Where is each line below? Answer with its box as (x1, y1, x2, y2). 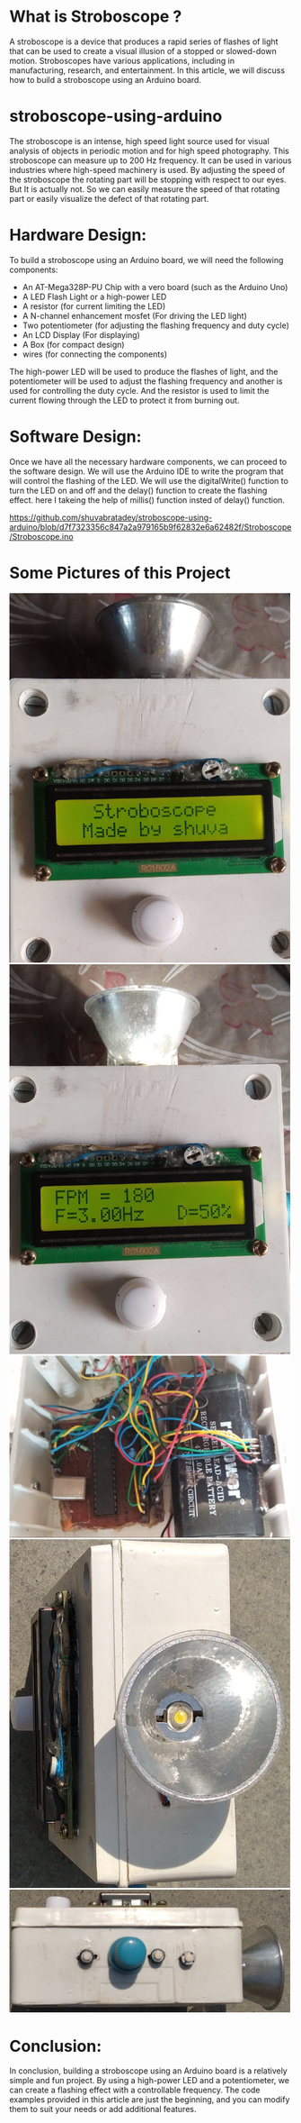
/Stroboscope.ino (9, 531, 74, 542)
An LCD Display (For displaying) (22, 329, 141, 340)
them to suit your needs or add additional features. (9, 2104, 197, 2115)
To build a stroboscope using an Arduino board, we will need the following (9, 254, 284, 265)
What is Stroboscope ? (9, 6, 182, 27)
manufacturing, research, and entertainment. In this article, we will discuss (9, 65, 286, 76)
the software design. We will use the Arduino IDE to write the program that (9, 466, 285, 477)
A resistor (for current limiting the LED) (22, 300, 166, 312)
